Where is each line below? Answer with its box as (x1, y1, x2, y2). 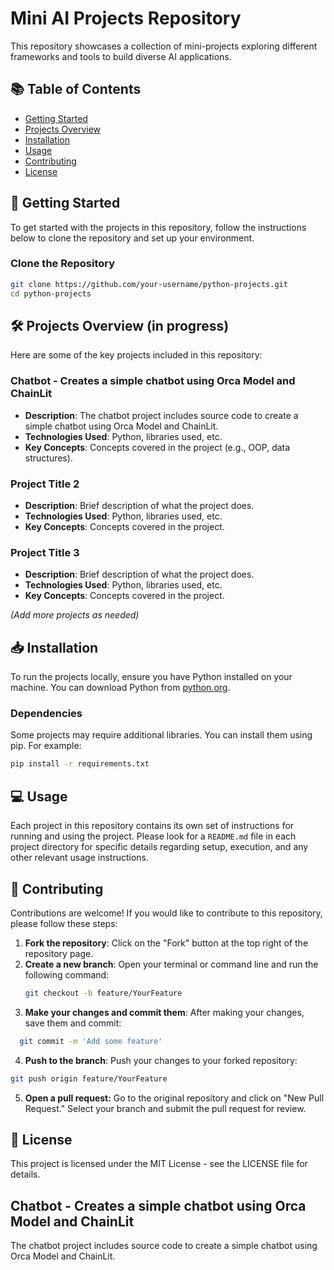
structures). (24, 452, 73, 464)
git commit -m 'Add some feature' (19, 1036, 163, 1046)
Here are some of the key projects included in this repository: (10, 349, 263, 361)
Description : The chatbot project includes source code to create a (24, 409, 299, 421)
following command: (24, 968, 110, 981)
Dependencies (10, 707, 83, 721)
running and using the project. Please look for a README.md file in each (10, 830, 297, 842)
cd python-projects (10, 288, 92, 299)
